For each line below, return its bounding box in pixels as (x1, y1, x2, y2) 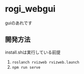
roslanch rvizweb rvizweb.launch (12, 59, 80, 65)
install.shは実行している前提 (5, 49, 61, 55)
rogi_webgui (5, 3, 56, 15)
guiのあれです (5, 20, 32, 26)
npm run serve (12, 65, 41, 70)
